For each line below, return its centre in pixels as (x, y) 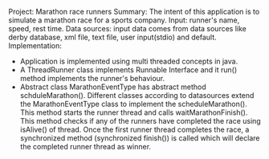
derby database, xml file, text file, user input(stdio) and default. (112, 37)
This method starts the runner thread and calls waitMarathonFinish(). (134, 112)
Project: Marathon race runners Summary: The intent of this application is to (134, 12)
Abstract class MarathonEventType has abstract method (113, 87)
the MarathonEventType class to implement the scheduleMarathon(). (133, 104)
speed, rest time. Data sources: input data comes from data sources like (127, 29)
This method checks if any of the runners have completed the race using (140, 121)
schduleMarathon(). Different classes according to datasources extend (137, 95)
